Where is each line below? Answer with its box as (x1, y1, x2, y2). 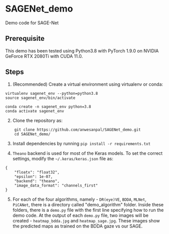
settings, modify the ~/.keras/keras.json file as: (12, 155, 114, 161)
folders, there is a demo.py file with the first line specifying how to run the (12, 207, 164, 213)
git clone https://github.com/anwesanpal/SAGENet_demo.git (14, 127, 141, 132)
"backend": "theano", (14, 179, 60, 184)
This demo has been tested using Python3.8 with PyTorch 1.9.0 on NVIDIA (5, 47, 159, 53)
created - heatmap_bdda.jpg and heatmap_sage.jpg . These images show (12, 217, 160, 223)
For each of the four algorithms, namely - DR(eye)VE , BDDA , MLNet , (12, 196, 147, 202)
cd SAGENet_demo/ (14, 132, 51, 137)
